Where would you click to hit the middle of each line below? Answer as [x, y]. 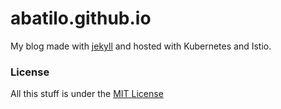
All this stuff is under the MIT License [87, 94]
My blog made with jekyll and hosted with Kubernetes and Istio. [141, 46]
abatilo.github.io [81, 18]
